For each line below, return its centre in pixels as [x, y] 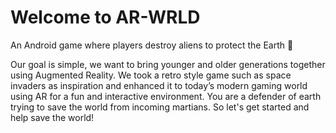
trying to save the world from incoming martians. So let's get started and [160, 107]
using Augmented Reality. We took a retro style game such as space [151, 75]
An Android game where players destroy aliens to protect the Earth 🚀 [152, 45]
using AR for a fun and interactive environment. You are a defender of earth [166, 96]
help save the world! [52, 117]
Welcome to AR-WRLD [105, 17]
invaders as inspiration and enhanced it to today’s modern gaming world [159, 85]
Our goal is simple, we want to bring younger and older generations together [168, 64]
